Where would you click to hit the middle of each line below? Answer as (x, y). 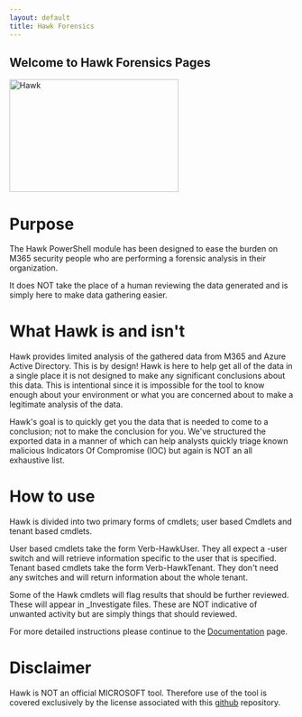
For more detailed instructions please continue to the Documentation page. (149, 631)
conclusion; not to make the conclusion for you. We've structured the (137, 432)
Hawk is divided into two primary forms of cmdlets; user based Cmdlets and (151, 522)
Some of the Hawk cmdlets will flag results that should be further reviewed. (149, 595)
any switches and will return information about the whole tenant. (128, 577)
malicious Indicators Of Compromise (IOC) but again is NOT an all (131, 451)
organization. (34, 268)
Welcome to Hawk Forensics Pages (110, 63)
